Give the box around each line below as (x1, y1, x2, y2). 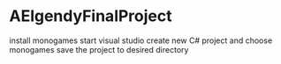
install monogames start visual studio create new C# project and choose (9, 35, 273, 46)
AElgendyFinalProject (9, 6, 172, 26)
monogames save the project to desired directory (9, 44, 189, 54)
